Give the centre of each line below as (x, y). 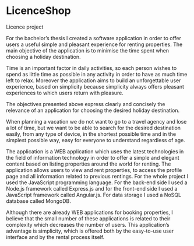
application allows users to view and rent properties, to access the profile (94, 170)
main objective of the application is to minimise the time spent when (88, 50)
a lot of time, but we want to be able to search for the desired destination (94, 128)
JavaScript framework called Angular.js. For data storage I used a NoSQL (94, 195)
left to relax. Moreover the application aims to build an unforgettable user (94, 80)
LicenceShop (38, 11)
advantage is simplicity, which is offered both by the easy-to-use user (90, 231)
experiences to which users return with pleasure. (65, 93)
